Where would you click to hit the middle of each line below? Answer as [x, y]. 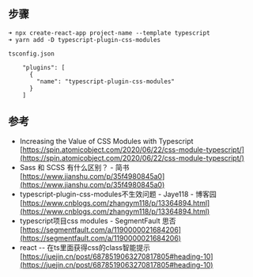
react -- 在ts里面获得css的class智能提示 [85, 247]
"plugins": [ [44, 67]
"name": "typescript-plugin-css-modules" [106, 82]
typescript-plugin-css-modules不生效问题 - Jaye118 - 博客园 [118, 194]
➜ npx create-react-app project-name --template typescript [110, 33]
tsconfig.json [32, 54]
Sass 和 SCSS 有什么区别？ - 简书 [74, 167]
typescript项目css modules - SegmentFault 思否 [98, 221]
